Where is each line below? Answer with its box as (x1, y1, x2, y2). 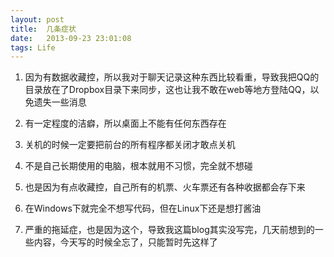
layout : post (10, 14, 65, 25)
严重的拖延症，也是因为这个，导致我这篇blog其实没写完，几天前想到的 (24, 224, 315, 236)
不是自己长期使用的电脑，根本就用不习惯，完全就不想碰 (24, 160, 253, 172)
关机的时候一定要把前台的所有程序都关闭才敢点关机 (24, 139, 236, 151)
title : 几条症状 (10, 24, 77, 34)
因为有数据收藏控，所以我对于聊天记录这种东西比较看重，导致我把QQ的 (24, 71, 320, 83)
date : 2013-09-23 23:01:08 (10, 33, 132, 43)
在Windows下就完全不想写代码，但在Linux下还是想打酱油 (24, 202, 262, 215)
